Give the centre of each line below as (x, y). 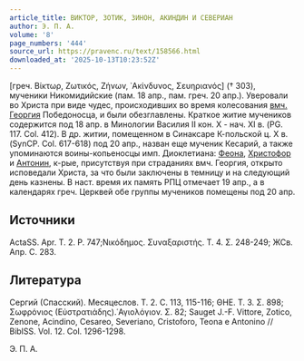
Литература (45, 281)
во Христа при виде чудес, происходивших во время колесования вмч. (148, 105)
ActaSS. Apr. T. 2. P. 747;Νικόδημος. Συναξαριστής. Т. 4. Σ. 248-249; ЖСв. (151, 242)
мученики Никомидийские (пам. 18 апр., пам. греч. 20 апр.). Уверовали (149, 95)
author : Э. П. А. (42, 26)
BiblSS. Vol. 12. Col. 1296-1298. (68, 331)
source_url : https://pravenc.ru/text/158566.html (105, 52)
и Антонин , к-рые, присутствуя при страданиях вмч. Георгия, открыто (146, 163)
